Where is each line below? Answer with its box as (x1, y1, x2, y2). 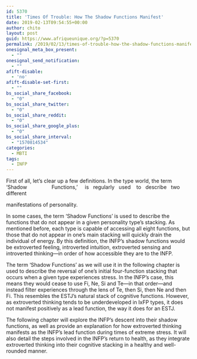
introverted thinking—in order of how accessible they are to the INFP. (6, 250, 174, 257)
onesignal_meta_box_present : (6, 47, 77, 53)
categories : (6, 145, 35, 151)
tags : (6, 156, 19, 162)
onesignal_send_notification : (6, 57, 80, 63)
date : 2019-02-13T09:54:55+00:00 (6, 19, 88, 25)
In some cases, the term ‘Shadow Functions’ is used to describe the (6, 212, 170, 220)
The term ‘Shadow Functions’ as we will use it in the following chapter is (6, 262, 180, 269)
